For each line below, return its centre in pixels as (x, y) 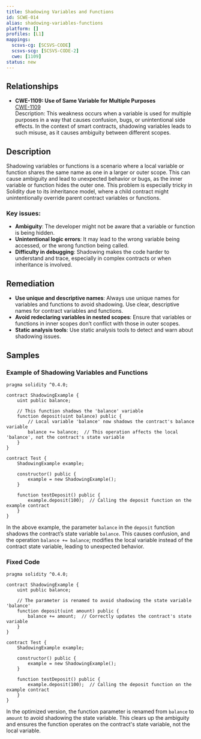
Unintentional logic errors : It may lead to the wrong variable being (97, 239)
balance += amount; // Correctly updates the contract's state (110, 617)
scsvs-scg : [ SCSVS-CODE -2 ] (45, 51)
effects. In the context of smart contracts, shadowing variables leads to (103, 126)
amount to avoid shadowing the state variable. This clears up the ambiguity (98, 718)
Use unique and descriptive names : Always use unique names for (97, 298)
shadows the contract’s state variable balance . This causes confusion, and (98, 533)
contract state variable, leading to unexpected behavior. (75, 546)
